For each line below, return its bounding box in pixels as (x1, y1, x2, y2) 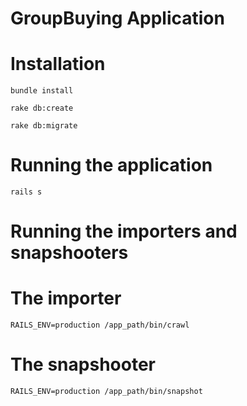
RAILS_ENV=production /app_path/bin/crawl (10, 320, 190, 331)
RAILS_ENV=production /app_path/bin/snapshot (10, 387, 203, 397)
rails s (10, 187, 43, 197)
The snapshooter (10, 353, 156, 376)
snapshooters (10, 242, 129, 264)
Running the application (10, 154, 213, 177)
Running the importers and (10, 220, 238, 243)
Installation (10, 53, 106, 76)
